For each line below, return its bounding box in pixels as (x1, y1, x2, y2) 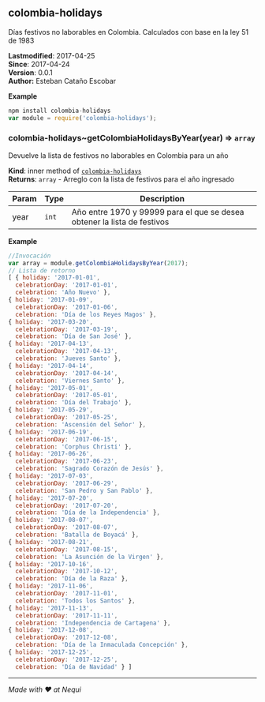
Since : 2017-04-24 (8, 59, 70, 69)
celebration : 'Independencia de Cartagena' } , (15, 619, 171, 627)
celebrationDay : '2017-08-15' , (15, 545, 118, 554)
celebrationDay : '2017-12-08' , (15, 633, 118, 642)
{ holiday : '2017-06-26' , (8, 450, 93, 458)
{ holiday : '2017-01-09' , (8, 296, 93, 304)
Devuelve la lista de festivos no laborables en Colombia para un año (8, 150, 229, 160)
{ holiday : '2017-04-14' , (8, 362, 93, 370)
